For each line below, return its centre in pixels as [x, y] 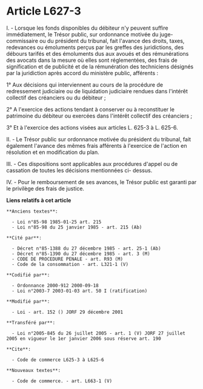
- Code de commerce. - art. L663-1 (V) [62, 381]
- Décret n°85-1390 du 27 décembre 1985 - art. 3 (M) [81, 254]
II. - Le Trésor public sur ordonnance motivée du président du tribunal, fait [99, 139]
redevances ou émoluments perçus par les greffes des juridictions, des [95, 47]
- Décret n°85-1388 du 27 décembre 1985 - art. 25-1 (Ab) [87, 248]
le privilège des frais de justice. [45, 188]
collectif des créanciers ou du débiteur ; [56, 98]
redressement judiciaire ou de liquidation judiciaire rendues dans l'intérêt [97, 91]
